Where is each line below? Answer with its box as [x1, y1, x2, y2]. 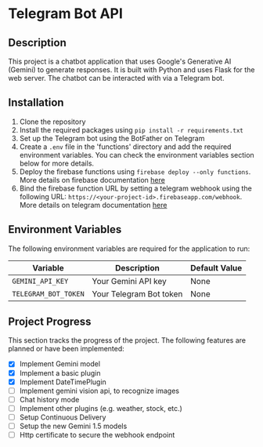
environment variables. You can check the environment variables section [19, 150, 254, 159]
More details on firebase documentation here [19, 175, 166, 184]
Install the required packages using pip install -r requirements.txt [19, 125, 244, 134]
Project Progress [8, 315, 92, 329]
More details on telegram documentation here [19, 200, 168, 209]
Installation [8, 96, 64, 110]
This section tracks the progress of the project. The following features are [8, 336, 247, 345]
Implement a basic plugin [19, 368, 101, 377]
